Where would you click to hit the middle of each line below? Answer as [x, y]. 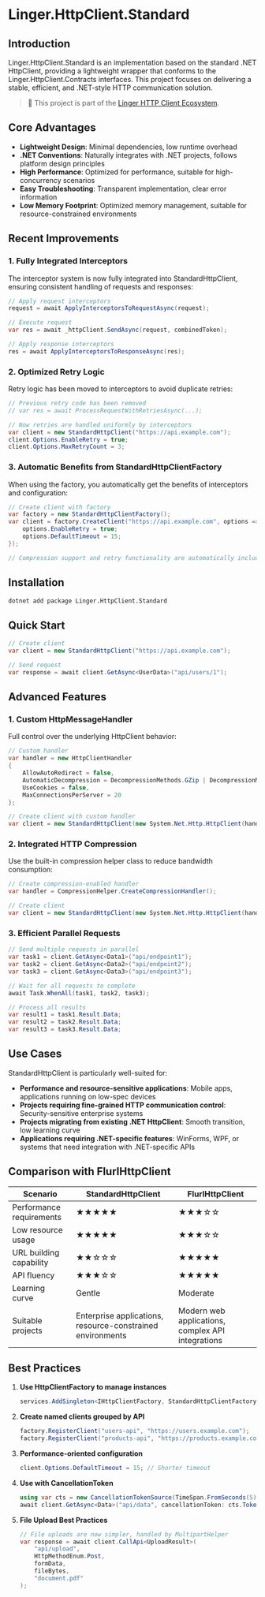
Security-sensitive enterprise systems [81, 1113]
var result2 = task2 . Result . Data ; [65, 1022]
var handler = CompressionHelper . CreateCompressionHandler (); [112, 892]
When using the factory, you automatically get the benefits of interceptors [128, 484]
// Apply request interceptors [60, 301]
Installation [36, 582]
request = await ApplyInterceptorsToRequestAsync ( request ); [109, 308]
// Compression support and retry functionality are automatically [121, 558]
